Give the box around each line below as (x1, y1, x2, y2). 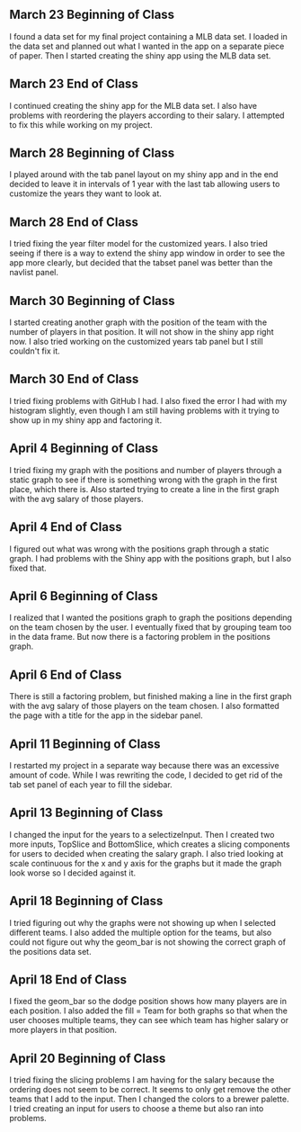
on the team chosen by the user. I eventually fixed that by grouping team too (9, 622, 292, 633)
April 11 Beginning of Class (9, 736, 161, 751)
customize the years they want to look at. (9, 188, 162, 199)
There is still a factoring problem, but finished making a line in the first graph (9, 691, 292, 702)
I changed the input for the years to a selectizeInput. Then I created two (9, 829, 275, 840)
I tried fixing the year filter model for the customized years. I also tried (9, 238, 268, 249)
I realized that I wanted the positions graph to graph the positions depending (9, 612, 293, 624)
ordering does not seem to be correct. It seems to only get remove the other (9, 1084, 292, 1095)
